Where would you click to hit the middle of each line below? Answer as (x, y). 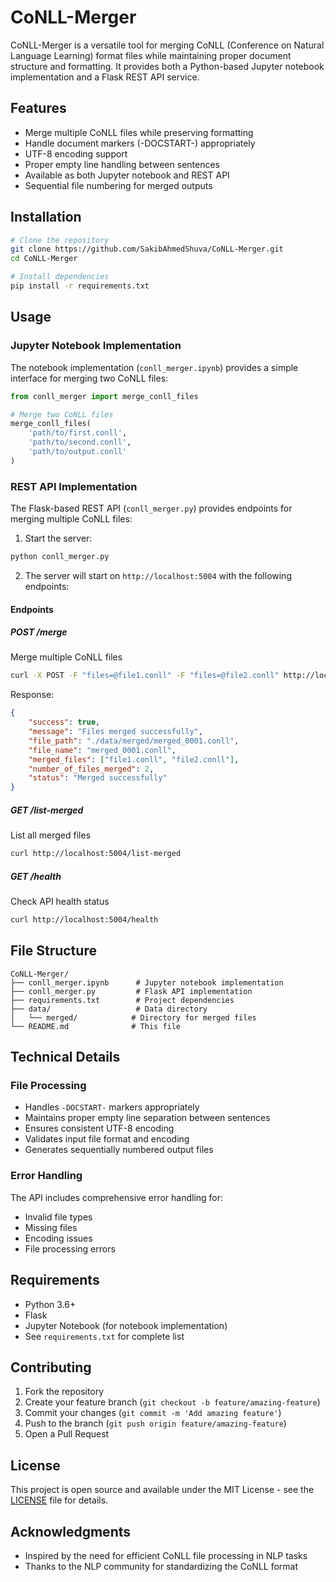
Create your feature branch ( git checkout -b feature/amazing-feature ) (172, 1402)
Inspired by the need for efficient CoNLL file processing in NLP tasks (166, 1555)
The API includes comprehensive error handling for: (117, 1197)
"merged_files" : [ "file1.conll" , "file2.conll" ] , (134, 759)
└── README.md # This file (96, 1026)
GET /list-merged (47, 810)
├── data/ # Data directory (109, 1009)
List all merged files (51, 835)
